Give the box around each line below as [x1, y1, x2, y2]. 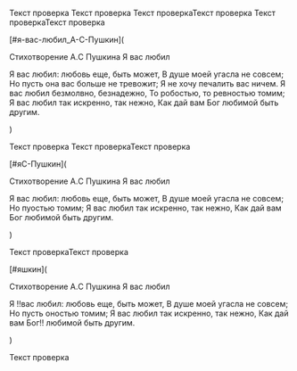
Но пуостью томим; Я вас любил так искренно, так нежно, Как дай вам [9, 202, 283, 213]
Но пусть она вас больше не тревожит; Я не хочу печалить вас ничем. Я [9, 78, 286, 88]
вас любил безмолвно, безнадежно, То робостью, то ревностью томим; [9, 88, 285, 98]
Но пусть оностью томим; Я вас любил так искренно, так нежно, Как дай [9, 308, 289, 318]
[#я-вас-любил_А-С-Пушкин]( [9, 35, 125, 45]
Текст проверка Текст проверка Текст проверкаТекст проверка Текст [9, 8, 276, 18]
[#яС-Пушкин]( [9, 159, 67, 169]
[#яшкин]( [9, 264, 47, 275]
